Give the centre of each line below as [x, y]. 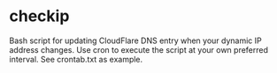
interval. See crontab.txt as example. [76, 59]
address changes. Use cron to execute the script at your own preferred [138, 49]
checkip [39, 16]
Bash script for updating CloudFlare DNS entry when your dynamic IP [136, 40]
